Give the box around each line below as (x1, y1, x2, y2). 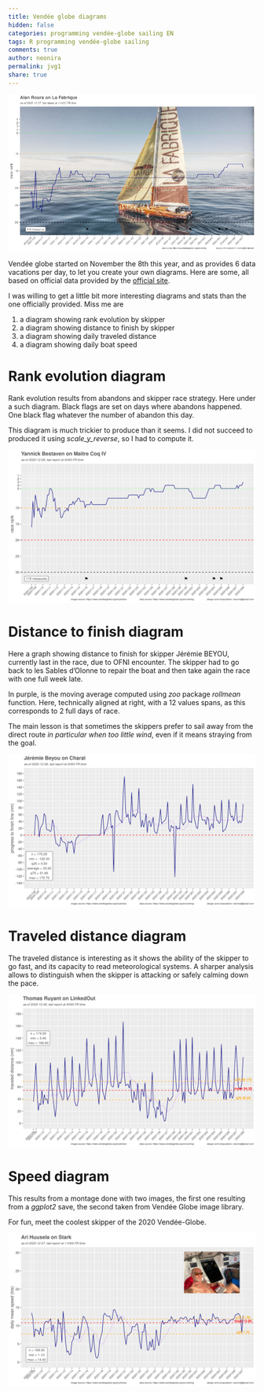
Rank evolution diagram (8, 367, 167, 385)
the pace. (8, 978, 39, 988)
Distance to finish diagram (8, 622, 184, 641)
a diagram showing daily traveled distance (19, 331, 157, 340)
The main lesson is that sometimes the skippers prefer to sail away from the (8, 721, 254, 730)
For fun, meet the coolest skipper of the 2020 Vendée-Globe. (8, 1217, 207, 1227)
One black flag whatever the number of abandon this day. (8, 410, 195, 419)
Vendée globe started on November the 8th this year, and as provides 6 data (8, 258, 256, 268)
